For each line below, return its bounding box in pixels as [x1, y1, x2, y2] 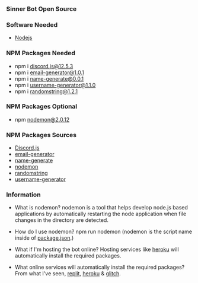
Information [6, 190, 41, 199]
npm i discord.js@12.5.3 [14, 62, 74, 69]
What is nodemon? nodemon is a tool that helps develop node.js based [14, 204, 189, 211]
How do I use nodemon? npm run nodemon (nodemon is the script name [14, 228, 193, 236]
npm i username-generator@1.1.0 [14, 81, 96, 88]
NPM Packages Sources [6, 131, 77, 139]
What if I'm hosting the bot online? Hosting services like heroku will [14, 246, 179, 253]
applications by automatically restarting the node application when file [14, 210, 187, 218]
